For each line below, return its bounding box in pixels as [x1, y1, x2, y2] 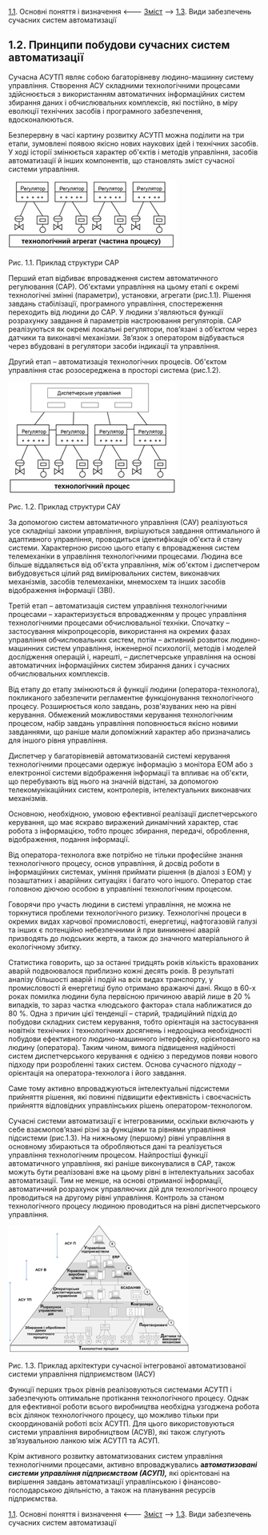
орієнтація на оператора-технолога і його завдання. [8, 1068, 186, 1077]
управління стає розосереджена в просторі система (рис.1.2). [8, 365, 222, 375]
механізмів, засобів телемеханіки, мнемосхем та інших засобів [8, 576, 226, 587]
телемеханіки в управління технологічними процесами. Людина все [8, 551, 243, 561]
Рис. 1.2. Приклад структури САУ [8, 502, 122, 511]
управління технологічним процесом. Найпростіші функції [8, 1150, 208, 1160]
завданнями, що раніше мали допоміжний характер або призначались [8, 727, 250, 736]
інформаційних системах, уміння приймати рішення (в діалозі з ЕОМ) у [8, 867, 252, 876]
